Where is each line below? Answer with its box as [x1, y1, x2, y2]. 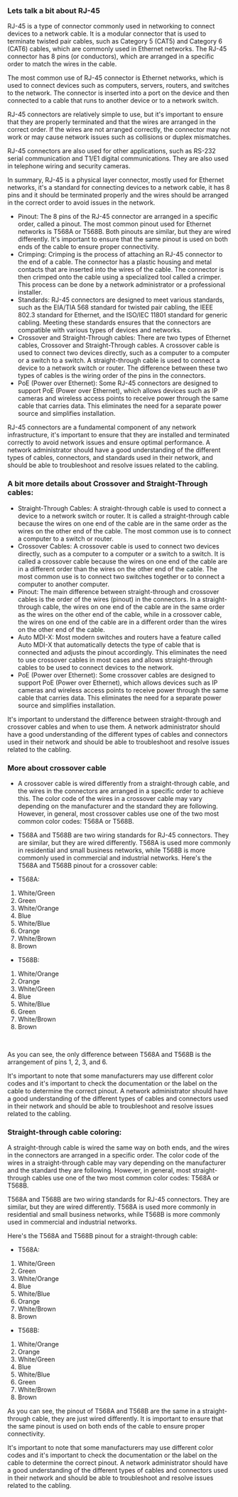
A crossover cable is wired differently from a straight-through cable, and [17, 779, 229, 787]
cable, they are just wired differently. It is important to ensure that [31, 1414, 224, 1423]
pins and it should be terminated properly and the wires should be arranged [7, 191, 229, 200]
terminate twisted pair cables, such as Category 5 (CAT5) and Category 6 [7, 37, 222, 46]
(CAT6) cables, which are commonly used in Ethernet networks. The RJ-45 [7, 45, 227, 53]
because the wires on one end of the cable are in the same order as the [17, 519, 227, 528]
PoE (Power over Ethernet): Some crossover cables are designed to [17, 670, 215, 679]
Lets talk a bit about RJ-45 [7, 6, 101, 16]
